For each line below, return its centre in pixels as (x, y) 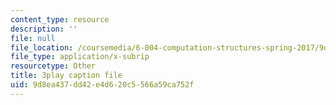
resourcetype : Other (53, 66)
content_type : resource (60, 19)
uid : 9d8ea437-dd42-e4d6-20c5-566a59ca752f (102, 85)
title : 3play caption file (66, 76)
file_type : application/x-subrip (80, 57)
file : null (33, 38)
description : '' (44, 29)
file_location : (42, 47)
